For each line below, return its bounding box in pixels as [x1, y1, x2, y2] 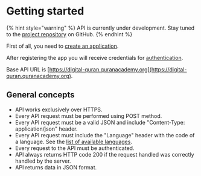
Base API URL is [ [6, 65, 49, 73]
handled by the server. [14, 157, 71, 165]
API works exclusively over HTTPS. [14, 106, 103, 113]
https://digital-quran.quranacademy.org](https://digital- [49, 65, 187, 73]
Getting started [6, 4, 85, 18]
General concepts [6, 90, 75, 100]
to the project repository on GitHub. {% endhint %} [6, 30, 133, 37]
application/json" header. [14, 125, 78, 132]
